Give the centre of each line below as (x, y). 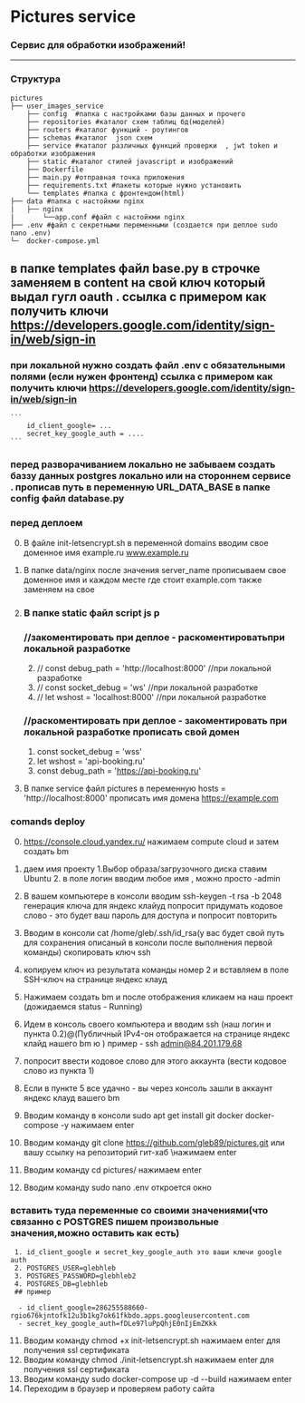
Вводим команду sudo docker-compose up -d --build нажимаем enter (157, 1379)
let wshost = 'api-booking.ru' (91, 761)
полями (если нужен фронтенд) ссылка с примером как (142, 376)
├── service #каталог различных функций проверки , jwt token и (152, 146)
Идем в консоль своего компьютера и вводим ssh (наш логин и (147, 1024)
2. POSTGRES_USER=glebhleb (65, 1268)
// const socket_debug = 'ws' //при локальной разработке (148, 687)
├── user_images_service (57, 106)
